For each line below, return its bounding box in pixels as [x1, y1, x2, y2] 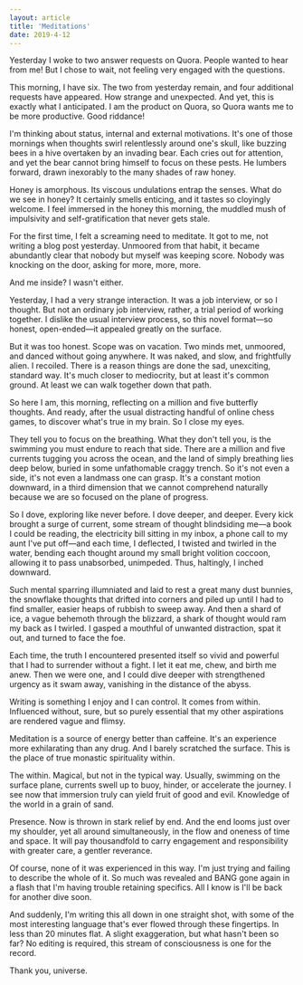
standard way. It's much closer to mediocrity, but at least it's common [9, 370, 270, 381]
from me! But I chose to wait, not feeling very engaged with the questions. [9, 64, 286, 75]
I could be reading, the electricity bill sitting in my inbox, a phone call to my [9, 529, 289, 540]
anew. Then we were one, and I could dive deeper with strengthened [9, 669, 265, 680]
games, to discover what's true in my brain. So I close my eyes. [9, 416, 245, 427]
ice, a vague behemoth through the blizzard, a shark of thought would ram [9, 613, 287, 625]
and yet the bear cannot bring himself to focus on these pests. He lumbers [9, 158, 287, 168]
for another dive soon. [9, 892, 92, 903]
